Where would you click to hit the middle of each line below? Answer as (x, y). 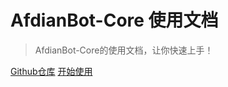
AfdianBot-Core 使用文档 (114, 20)
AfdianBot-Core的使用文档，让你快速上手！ (124, 50)
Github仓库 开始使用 (51, 71)
